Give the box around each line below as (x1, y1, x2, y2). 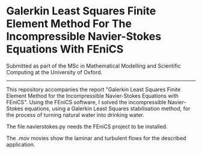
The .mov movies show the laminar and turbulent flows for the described (6, 134, 186, 141)
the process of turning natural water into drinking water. (6, 111, 145, 118)
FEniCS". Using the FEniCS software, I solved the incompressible (6, 98, 167, 105)
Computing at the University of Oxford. (6, 68, 103, 76)
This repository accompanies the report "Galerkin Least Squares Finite (6, 86, 181, 93)
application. (6, 141, 35, 148)
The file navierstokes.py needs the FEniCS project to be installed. (6, 123, 168, 130)
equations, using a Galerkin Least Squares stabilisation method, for (24, 105, 191, 112)
